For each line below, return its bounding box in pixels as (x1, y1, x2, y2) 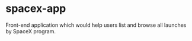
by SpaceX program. (5, 27, 56, 34)
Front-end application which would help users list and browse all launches (5, 21, 187, 29)
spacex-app (5, 2, 66, 15)
